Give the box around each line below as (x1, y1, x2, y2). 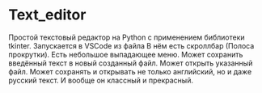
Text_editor (8, 6, 87, 24)
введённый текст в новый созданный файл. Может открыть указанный (8, 58, 253, 68)
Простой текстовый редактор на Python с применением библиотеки (8, 32, 245, 42)
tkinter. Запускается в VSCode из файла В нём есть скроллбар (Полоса (8, 40, 255, 50)
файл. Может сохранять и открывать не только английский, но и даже (8, 66, 252, 76)
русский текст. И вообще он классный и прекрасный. (8, 75, 194, 85)
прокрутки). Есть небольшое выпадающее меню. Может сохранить (8, 49, 243, 59)
